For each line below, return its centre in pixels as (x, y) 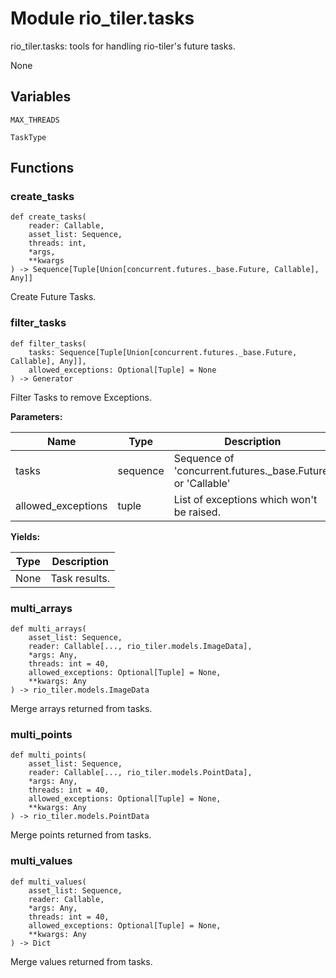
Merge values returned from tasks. (81, 961)
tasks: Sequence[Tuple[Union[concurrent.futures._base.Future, (163, 352)
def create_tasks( (48, 217)
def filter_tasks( (48, 343)
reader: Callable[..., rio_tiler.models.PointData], (140, 773)
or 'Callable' (202, 483)
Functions (42, 168)
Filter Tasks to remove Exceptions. (81, 397)
